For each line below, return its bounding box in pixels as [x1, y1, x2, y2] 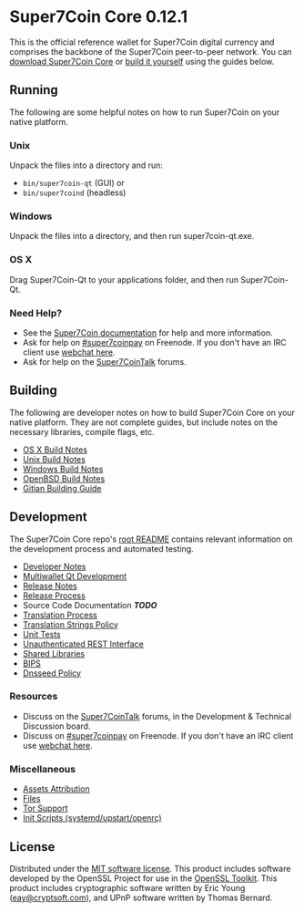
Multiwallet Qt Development [22, 570, 127, 581]
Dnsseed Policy [22, 668, 82, 679]
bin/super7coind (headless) [22, 187, 127, 198]
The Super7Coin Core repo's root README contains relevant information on [9, 534, 293, 544]
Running [9, 82, 59, 98]
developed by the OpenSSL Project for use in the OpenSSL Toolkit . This [9, 873, 278, 884]
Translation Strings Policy [22, 618, 118, 630]
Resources [9, 690, 58, 703]
